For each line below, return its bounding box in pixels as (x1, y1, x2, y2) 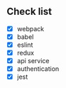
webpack (16, 24, 44, 33)
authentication (16, 65, 60, 73)
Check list (6, 6, 53, 18)
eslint (16, 40, 33, 49)
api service (16, 57, 50, 65)
